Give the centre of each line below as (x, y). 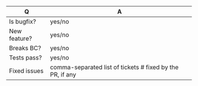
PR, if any (63, 75)
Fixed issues (27, 71)
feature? (21, 39)
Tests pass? (26, 57)
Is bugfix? (23, 21)
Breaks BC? (25, 48)
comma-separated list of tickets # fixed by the (114, 67)
